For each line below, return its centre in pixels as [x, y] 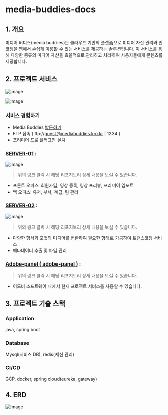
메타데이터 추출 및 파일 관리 [40, 250]
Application [20, 319]
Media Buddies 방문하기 [37, 127]
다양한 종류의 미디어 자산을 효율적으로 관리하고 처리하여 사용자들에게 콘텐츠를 [87, 55]
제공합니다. [16, 61]
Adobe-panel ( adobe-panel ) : [43, 263]
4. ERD [16, 394]
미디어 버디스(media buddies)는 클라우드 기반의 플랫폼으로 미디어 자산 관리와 [81, 42]
